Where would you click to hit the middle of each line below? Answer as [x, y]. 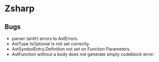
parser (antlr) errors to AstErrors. [45, 38]
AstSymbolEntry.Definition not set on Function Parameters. [71, 49]
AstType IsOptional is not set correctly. [51, 44]
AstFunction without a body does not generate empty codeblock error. [83, 54]
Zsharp [20, 9]
